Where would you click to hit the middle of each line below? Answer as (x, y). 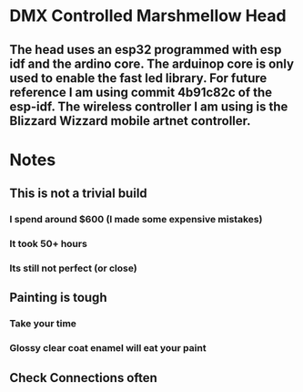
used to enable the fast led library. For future (138, 78)
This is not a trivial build (78, 194)
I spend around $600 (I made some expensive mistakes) (136, 220)
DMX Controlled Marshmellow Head (148, 16)
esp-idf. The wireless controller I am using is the (149, 106)
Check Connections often (83, 378)
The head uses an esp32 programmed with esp (146, 50)
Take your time (43, 324)
